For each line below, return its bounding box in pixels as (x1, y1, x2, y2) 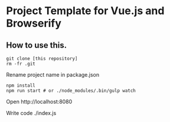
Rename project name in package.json (6, 71, 99, 78)
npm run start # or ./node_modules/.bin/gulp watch (6, 88, 136, 94)
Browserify (6, 17, 62, 30)
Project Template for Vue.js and (6, 4, 165, 18)
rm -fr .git (6, 61, 35, 67)
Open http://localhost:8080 (6, 98, 73, 105)
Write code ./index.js (6, 110, 57, 116)
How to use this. (6, 40, 67, 50)
